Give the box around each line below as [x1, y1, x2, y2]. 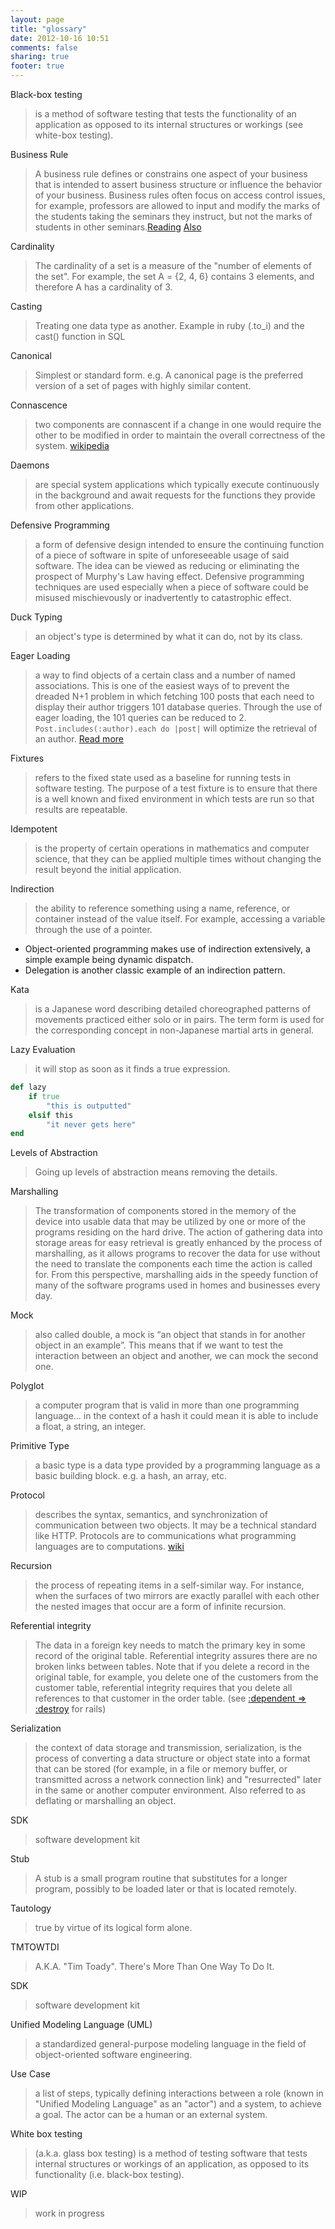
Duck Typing [10, 611, 63, 623]
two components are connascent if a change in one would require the [34, 419, 322, 430]
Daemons [10, 459, 50, 471]
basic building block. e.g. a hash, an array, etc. [34, 1470, 228, 1482]
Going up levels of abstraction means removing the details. [34, 1166, 278, 1178]
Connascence [10, 399, 68, 411]
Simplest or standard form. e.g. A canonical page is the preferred [34, 369, 304, 381]
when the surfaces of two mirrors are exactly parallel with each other [34, 1590, 320, 1602]
